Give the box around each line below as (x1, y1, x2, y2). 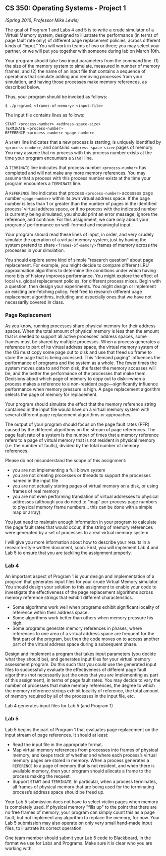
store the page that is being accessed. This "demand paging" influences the (5, 355, 161, 361)
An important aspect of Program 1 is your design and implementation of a (5, 573, 155, 579)
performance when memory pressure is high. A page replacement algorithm (5, 386, 161, 392)
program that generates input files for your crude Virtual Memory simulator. (5, 579, 159, 585)
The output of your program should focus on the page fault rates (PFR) (5, 421, 150, 427)
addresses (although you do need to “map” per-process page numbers (12, 499, 158, 505)
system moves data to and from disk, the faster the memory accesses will (5, 365, 156, 371)
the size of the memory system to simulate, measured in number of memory (5, 63, 160, 69)
